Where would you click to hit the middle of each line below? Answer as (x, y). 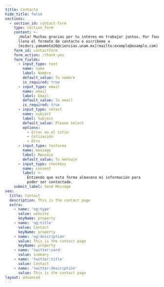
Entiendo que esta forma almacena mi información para (83, 178)
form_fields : (27, 60)
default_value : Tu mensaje (50, 159)
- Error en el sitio (48, 132)
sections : (15, 19)
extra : (16, 205)
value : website (33, 214)
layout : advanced (23, 277)
